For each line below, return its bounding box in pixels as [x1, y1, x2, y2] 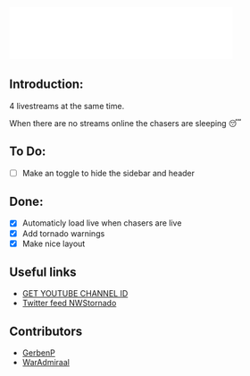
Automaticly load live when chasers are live [21, 218, 182, 228]
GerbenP [21, 347, 55, 358]
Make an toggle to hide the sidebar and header [21, 167, 195, 178]
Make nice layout [21, 238, 86, 249]
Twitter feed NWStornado [21, 298, 117, 309]
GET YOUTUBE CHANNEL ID [21, 288, 129, 299]
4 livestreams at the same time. [9, 100, 125, 111]
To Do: [9, 144, 46, 159]
